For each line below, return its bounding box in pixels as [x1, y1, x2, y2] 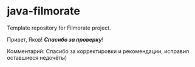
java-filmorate [7, 4, 81, 18]
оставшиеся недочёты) [7, 54, 67, 61]
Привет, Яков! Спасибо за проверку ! [7, 36, 104, 43]
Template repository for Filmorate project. [7, 24, 111, 31]
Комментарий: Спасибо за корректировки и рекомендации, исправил [7, 47, 190, 55]
